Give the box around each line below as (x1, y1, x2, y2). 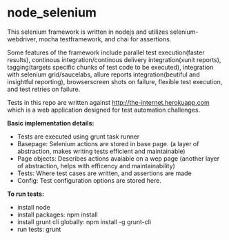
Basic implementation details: (7, 119, 94, 127)
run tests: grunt (17, 225, 61, 233)
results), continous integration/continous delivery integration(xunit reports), (7, 55, 221, 63)
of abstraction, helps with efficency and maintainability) (17, 161, 176, 170)
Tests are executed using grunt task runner (17, 132, 140, 141)
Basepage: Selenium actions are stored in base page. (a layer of (17, 139, 199, 148)
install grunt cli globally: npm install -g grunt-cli (17, 217, 152, 226)
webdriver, (7, 34, 38, 43)
